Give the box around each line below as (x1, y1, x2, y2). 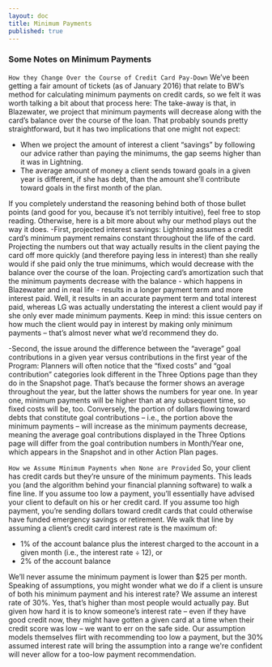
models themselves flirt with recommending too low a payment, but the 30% (8, 632, 264, 642)
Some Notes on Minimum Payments (8, 54, 152, 65)
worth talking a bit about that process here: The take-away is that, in (8, 98, 236, 108)
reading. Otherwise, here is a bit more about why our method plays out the (8, 216, 257, 226)
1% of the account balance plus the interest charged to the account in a (19, 539, 259, 549)
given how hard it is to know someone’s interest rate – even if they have (8, 606, 247, 616)
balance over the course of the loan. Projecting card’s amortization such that (8, 267, 264, 277)
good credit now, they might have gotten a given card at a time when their (8, 614, 255, 625)
